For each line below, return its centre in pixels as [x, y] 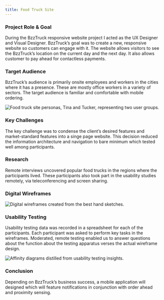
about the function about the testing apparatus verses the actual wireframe [81, 244]
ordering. [14, 98]
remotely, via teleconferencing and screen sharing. [57, 181]
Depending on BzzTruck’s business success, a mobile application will [75, 282]
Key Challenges [24, 120]
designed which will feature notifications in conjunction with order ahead [79, 287]
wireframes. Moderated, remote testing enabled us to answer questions [78, 238]
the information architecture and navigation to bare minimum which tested [80, 142]
